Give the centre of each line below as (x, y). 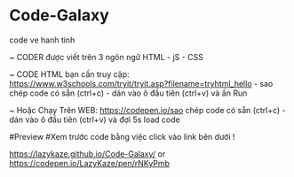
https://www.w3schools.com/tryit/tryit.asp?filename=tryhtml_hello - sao (141, 83)
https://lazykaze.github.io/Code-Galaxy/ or (87, 154)
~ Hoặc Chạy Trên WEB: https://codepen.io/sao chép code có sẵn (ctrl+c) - (147, 110)
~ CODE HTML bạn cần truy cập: (70, 74)
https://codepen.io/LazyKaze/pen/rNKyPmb (90, 163)
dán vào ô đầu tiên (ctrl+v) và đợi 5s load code (95, 119)
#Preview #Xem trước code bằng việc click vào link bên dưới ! (122, 136)
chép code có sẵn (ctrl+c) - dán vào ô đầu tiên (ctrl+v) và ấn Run (128, 93)
